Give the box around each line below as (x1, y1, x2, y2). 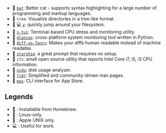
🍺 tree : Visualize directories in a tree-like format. (12, 16, 115, 21)
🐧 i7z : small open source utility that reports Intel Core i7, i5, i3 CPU (12, 56, 153, 62)
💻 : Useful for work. (12, 123, 55, 129)
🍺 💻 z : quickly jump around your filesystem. (12, 21, 105, 28)
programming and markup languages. (12, 10, 92, 16)
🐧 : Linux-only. (12, 112, 43, 118)
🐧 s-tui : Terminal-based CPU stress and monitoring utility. (12, 29, 136, 35)
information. (12, 61, 38, 68)
